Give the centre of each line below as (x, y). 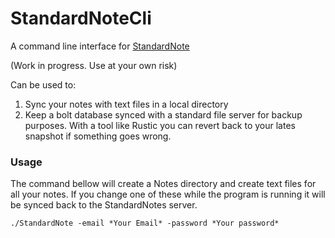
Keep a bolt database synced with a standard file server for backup (163, 114)
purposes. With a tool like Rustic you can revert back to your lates (160, 125)
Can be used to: (43, 84)
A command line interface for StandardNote (100, 46)
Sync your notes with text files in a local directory (126, 104)
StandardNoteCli (81, 18)
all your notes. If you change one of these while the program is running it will (168, 194)
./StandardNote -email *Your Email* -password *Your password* (145, 223)
